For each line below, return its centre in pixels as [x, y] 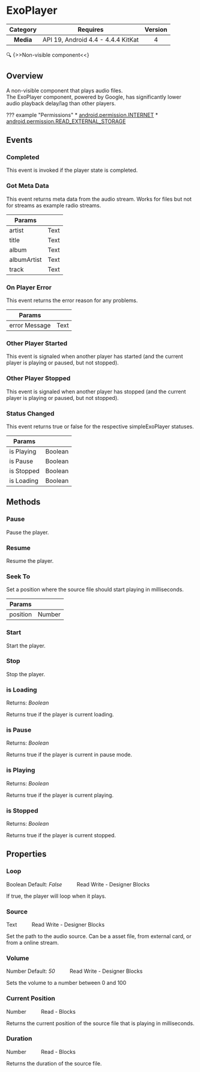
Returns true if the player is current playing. [60, 795]
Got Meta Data [28, 186]
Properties [26, 854]
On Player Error [29, 287]
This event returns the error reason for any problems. [72, 300]
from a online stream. [32, 942]
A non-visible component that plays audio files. [65, 90]
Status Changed [30, 413]
